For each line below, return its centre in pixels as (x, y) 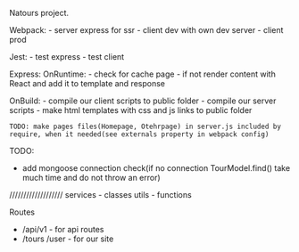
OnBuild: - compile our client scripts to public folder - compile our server (143, 101)
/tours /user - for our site (68, 239)
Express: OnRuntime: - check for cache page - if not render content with (143, 74)
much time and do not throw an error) (91, 178)
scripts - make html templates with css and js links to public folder (131, 110)
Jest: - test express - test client (67, 57)
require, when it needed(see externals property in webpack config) (139, 134)
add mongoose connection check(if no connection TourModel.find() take (156, 168)
